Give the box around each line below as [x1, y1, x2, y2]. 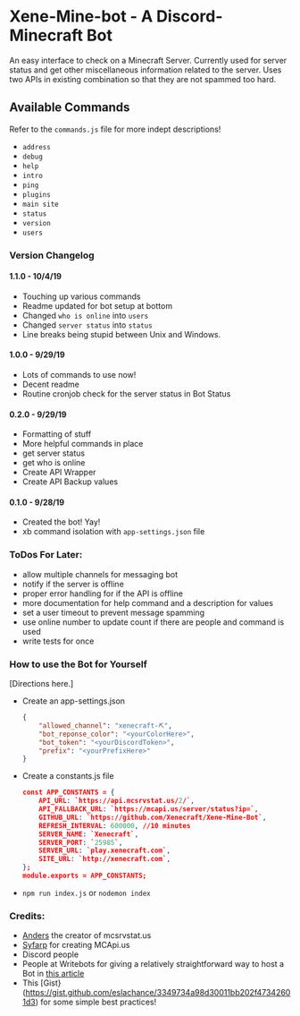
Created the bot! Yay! [21, 517, 101, 527]
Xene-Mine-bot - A [9, 6, 154, 27]
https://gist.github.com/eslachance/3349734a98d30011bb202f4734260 [25, 987, 291, 998]
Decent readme [21, 379, 80, 390]
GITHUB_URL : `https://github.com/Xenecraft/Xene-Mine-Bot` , [38, 813, 267, 822]
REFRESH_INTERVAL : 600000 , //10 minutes [38, 821, 191, 830]
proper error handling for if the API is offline [21, 588, 183, 599]
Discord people [21, 949, 79, 960]
